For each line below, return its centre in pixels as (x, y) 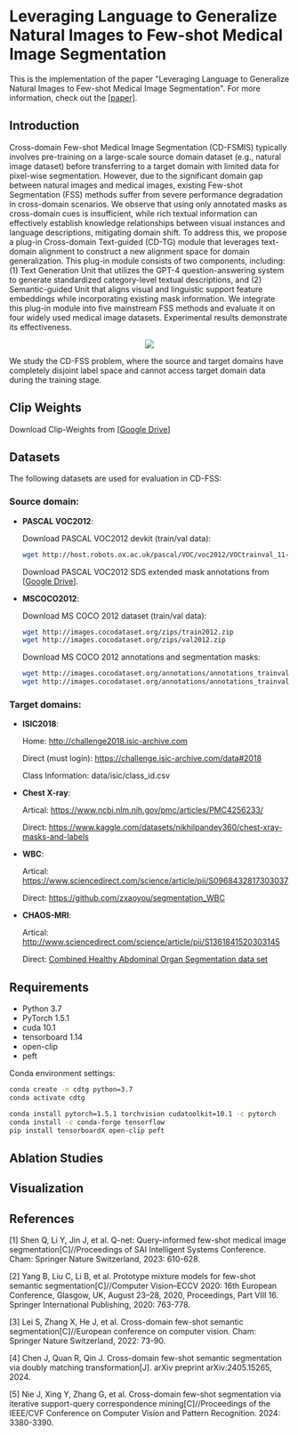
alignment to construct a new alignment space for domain (145, 251)
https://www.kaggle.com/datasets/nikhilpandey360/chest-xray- (165, 827)
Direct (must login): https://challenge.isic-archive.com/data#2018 (142, 758)
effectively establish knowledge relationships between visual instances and (147, 223)
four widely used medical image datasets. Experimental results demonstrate (148, 317)
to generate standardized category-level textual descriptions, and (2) (136, 280)
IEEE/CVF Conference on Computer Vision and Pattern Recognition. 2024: (145, 1414)
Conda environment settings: (62, 1074)
